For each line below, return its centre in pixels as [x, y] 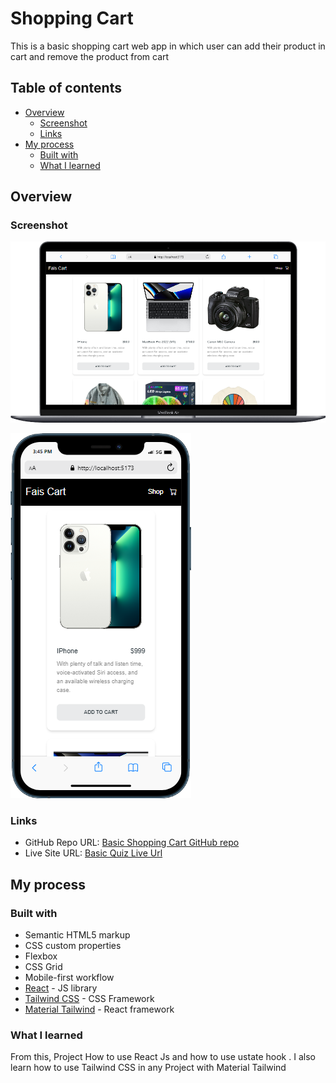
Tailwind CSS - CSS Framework [89, 999]
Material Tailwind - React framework [99, 1009]
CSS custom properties [73, 946]
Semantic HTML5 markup [77, 935]
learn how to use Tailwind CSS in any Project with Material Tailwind [148, 1068]
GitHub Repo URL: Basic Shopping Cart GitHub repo [132, 843]
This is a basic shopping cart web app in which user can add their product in [168, 46]
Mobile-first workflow [69, 978]
